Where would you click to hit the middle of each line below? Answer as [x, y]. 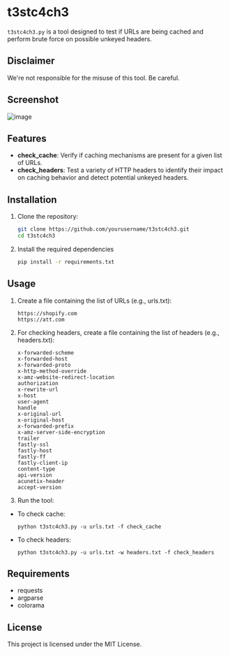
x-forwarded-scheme [46, 353]
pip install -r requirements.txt [66, 262]
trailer [28, 438]
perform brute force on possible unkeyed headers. [79, 38]
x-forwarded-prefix [46, 426]
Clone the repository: [48, 217]
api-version [34, 475]
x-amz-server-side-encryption [61, 432]
